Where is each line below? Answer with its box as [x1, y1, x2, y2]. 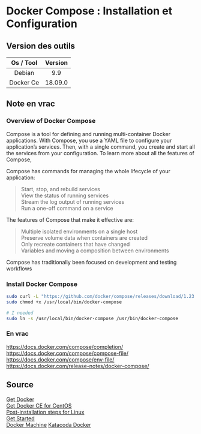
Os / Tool [11, 59, 38, 67]
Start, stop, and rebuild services [20, 185, 100, 192]
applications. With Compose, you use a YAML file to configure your [6, 137, 172, 144]
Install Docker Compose [6, 280, 78, 288]
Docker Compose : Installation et [6, 4, 173, 18]
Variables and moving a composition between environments [20, 247, 169, 254]
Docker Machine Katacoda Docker [6, 421, 91, 428]
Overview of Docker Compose [6, 117, 96, 125]
